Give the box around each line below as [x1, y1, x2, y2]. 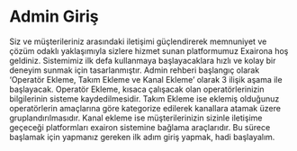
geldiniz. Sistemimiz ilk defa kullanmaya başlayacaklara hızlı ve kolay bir [9, 55, 276, 66]
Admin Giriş [9, 6, 99, 27]
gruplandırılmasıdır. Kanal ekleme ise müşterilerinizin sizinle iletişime [9, 112, 263, 123]
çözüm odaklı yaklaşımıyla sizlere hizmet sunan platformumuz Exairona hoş [9, 45, 289, 56]
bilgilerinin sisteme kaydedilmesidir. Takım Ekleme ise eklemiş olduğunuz [9, 93, 280, 104]
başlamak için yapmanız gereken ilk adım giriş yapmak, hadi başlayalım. [9, 131, 275, 142]
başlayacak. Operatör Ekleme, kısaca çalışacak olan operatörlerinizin [9, 84, 265, 94]
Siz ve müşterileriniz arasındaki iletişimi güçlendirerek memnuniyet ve [9, 36, 267, 47]
